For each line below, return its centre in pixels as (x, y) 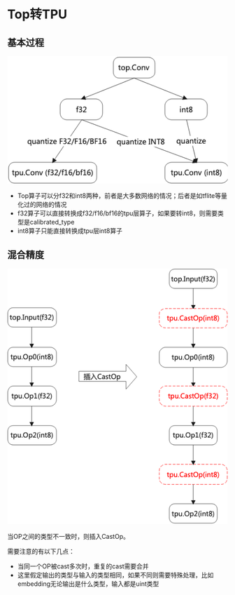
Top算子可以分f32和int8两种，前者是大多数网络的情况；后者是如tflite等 (119, 195)
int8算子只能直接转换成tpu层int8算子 (70, 230)
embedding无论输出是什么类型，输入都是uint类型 (88, 584)
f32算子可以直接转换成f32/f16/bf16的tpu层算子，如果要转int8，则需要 (117, 213)
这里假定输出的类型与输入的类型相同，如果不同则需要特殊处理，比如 (115, 575)
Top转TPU (37, 14)
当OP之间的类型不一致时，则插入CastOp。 (68, 537)
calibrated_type (52, 222)
